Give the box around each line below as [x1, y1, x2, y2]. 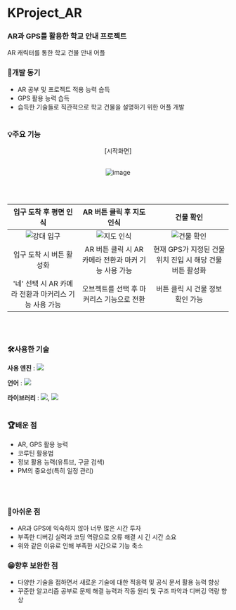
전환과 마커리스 [19, 289, 67, 299]
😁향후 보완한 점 [7, 560, 58, 570]
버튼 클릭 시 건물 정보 [156, 284, 223, 294]
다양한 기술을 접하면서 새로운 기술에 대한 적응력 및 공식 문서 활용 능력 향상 [17, 578, 220, 587]
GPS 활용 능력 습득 [17, 93, 70, 102]
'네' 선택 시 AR [13, 279, 58, 289]
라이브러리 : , [7, 394, 51, 402]
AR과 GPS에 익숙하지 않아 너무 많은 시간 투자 [17, 524, 142, 532]
